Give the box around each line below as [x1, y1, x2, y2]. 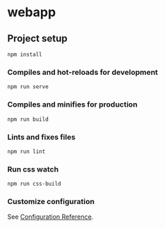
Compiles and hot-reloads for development [7, 67, 159, 77]
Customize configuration [7, 197, 95, 207]
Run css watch [7, 164, 59, 174]
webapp [7, 4, 56, 20]
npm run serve [7, 83, 49, 90]
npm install [7, 51, 42, 58]
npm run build [7, 116, 49, 123]
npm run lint [7, 148, 46, 155]
